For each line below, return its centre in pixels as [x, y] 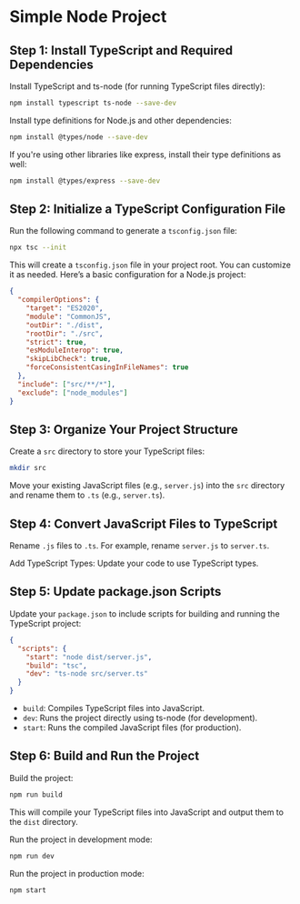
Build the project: [41, 778]
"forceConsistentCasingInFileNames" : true [107, 367]
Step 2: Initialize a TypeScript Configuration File [148, 210]
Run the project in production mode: [77, 873]
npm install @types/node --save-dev [79, 137]
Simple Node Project [88, 17]
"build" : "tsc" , [57, 666]
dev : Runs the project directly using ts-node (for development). [140, 718]
